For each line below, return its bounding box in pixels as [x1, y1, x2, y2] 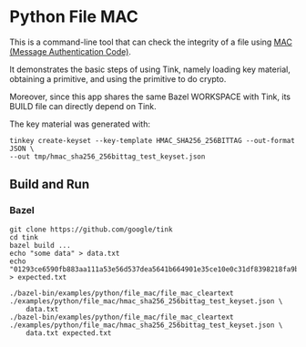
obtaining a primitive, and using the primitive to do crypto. [9, 73, 227, 84]
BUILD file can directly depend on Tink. [9, 100, 157, 111]
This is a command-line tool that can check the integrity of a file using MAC [9, 36, 293, 47]
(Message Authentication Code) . [9, 46, 132, 56]
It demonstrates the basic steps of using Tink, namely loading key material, [9, 64, 291, 75]
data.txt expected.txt [25, 328, 112, 338]
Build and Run [9, 177, 89, 192]
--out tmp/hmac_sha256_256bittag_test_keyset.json [9, 152, 206, 161]
